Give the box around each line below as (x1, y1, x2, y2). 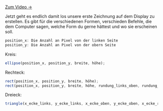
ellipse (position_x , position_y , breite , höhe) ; (5, 60, 105, 66)
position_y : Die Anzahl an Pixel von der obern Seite (5, 42, 116, 47)
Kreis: (5, 51, 17, 57)
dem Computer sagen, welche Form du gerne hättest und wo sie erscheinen (5, 24, 158, 29)
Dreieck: (5, 92, 22, 98)
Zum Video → (5, 4, 33, 10)
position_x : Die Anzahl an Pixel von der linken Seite (5, 38, 118, 43)
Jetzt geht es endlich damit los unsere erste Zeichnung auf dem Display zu (5, 14, 155, 19)
